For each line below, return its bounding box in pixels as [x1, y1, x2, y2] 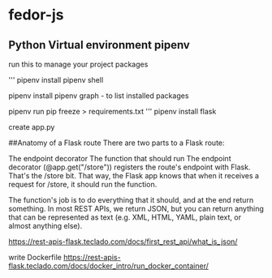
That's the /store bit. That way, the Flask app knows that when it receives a [8, 171, 260, 180]
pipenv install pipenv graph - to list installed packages [8, 91, 189, 101]
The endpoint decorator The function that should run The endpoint [8, 154, 231, 163]
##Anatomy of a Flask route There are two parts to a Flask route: [8, 138, 225, 148]
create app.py [8, 122, 55, 131]
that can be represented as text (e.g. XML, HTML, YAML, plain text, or [8, 212, 242, 222]
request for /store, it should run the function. [8, 180, 158, 189]
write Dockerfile [8, 253, 63, 262]
